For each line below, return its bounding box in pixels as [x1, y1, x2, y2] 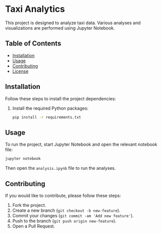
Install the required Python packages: [12, 105, 89, 111]
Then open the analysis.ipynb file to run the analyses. [5, 165, 116, 171]
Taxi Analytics [5, 3, 65, 15]
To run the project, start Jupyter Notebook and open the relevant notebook [5, 142, 158, 148]
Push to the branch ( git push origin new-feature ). [12, 218, 117, 224]
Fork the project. [12, 202, 46, 208]
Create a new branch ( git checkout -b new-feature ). [12, 207, 121, 213]
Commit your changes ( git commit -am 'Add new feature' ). [12, 212, 134, 218]
